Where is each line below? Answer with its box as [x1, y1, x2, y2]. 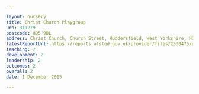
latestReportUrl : [6, 41, 49, 47]
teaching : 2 [6, 46, 36, 53]
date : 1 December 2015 [6, 74, 62, 80]
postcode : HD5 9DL [6, 30, 52, 36]
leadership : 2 [6, 57, 41, 63]
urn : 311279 [6, 25, 36, 31]
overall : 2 [6, 68, 33, 74]
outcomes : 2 [6, 63, 36, 69]
